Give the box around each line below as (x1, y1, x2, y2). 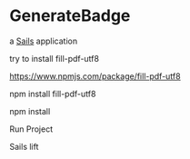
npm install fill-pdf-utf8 (9, 88, 96, 99)
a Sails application (9, 35, 78, 46)
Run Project (9, 124, 54, 134)
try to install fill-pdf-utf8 (9, 53, 100, 64)
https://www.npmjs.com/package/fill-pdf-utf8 (9, 70, 181, 82)
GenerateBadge (9, 5, 131, 26)
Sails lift (9, 141, 39, 152)
